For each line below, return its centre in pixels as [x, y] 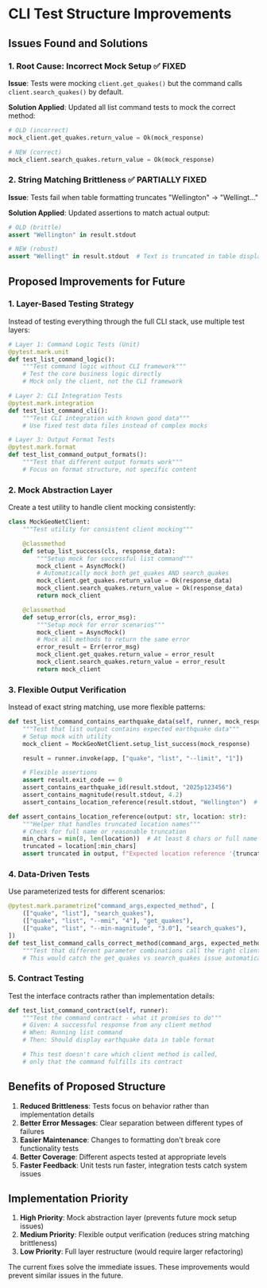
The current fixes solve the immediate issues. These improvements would [129, 1267]
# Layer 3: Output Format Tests [62, 440]
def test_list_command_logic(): [62, 359]
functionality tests [49, 1148]
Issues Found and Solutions [78, 43]
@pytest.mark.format [43, 447]
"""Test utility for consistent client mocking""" [108, 530]
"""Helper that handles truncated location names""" [112, 824]
